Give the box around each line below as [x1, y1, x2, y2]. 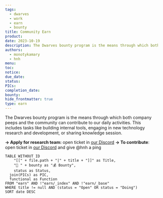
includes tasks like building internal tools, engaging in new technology [5, 125, 145, 130]
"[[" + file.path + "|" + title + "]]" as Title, [14, 158, 116, 163]
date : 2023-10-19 [5, 39, 40, 43]
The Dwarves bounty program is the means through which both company [5, 114, 152, 120]
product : [5, 34, 23, 39]
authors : [5, 47, 23, 52]
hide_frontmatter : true [5, 97, 53, 102]
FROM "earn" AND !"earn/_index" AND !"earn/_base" [5, 181, 110, 186]
